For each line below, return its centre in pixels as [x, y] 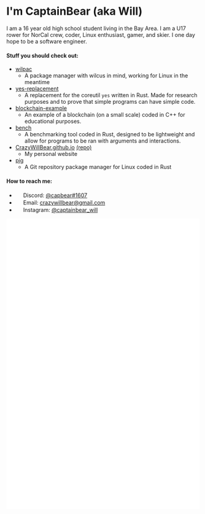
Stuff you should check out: [42, 55]
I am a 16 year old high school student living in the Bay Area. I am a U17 [96, 28]
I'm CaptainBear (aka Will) [75, 11]
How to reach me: [29, 181]
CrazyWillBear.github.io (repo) [53, 147]
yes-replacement [37, 89]
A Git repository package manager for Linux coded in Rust [98, 167]
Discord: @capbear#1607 [55, 195]
